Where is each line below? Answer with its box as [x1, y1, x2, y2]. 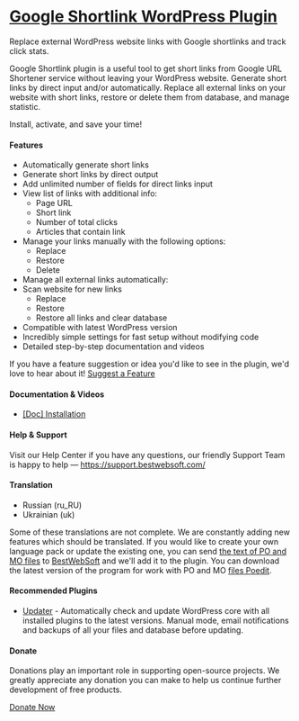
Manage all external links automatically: [22, 275, 169, 285]
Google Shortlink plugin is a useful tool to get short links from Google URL [9, 63, 283, 74]
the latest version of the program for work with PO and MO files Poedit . [9, 564, 272, 575]
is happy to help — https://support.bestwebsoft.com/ [9, 459, 207, 470]
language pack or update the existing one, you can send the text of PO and [9, 545, 287, 556]
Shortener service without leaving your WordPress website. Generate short [9, 72, 287, 83]
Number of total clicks [35, 217, 119, 228]
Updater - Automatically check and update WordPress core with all [22, 605, 270, 616]
